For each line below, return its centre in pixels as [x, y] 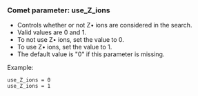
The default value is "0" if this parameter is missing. [91, 54]
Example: [20, 68]
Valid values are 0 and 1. [51, 32]
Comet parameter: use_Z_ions [59, 10]
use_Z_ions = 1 [29, 86]
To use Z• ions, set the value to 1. [65, 47]
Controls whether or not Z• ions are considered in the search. [105, 25]
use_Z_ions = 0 [29, 80]
